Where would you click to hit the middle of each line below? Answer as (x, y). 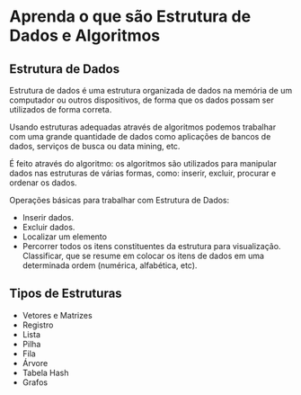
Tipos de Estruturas (66, 294)
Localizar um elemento (65, 237)
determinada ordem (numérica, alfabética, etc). (110, 265)
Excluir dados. (49, 227)
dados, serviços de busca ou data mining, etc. (95, 146)
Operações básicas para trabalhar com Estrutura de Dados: (120, 200)
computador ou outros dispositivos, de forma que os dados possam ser (142, 100)
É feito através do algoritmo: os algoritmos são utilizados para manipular (143, 163)
